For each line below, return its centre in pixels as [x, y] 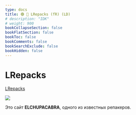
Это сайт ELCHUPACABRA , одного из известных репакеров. [68, 107]
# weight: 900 [20, 23]
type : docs [16, 10]
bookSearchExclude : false [31, 46]
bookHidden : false [24, 51]
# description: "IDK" [27, 19]
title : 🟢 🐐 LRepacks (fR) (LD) [38, 14]
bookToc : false [21, 37]
